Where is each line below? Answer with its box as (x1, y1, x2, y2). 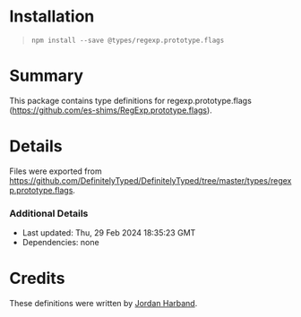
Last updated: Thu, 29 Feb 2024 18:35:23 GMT (21, 227, 196, 238)
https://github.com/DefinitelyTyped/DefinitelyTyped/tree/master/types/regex (9, 175, 292, 185)
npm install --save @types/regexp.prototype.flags (30, 36, 225, 45)
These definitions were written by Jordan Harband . (9, 298, 198, 309)
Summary (9, 65, 83, 86)
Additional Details (9, 207, 89, 219)
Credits (9, 269, 65, 288)
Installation (9, 6, 95, 27)
